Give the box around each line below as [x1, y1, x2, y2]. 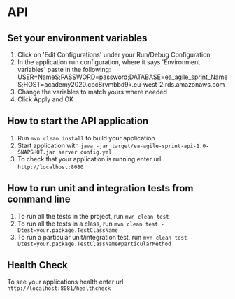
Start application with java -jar [17, 141, 109, 149]
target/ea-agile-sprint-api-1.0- [111, 143, 209, 149]
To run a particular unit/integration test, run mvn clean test [17, 233, 187, 241]
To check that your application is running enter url [17, 154, 162, 163]
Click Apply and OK [17, 95, 74, 103]
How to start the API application [7, 115, 149, 127]
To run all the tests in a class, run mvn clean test [17, 219, 159, 228]
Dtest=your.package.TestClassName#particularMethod [17, 240, 171, 247]
